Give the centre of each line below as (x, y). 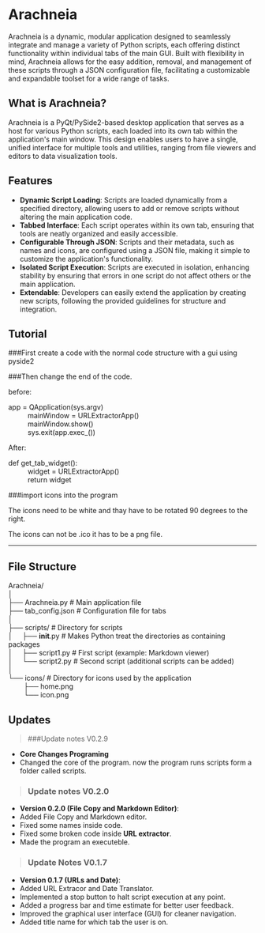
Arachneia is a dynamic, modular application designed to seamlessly (119, 36)
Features (30, 181)
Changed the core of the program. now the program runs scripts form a (136, 762)
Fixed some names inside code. (71, 825)
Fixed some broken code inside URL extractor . (95, 834)
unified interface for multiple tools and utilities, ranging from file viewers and (132, 147)
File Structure (42, 567)
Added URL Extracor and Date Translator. (86, 888)
